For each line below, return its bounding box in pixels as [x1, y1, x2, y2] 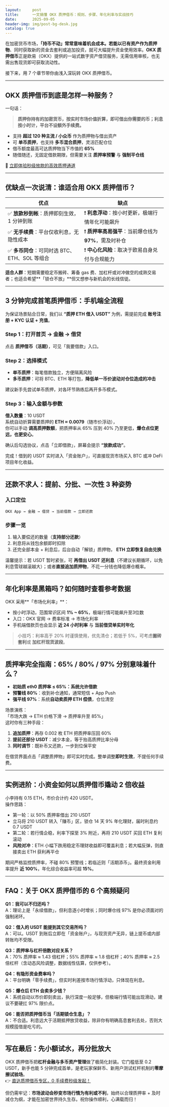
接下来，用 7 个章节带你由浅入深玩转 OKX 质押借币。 [5, 70, 115, 76]
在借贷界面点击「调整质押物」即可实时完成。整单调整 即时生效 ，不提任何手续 [5, 753, 164, 760]
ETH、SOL [8, 255, 33, 262]
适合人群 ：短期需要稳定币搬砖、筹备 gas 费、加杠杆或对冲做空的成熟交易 [5, 269, 156, 275]
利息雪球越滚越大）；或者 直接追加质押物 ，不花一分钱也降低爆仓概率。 [5, 564, 148, 570]
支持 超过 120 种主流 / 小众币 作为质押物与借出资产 [12, 133, 117, 139]
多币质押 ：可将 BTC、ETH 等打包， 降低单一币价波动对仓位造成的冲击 [12, 376, 156, 382]
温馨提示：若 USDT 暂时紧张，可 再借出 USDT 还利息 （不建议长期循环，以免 [5, 557, 163, 564]
